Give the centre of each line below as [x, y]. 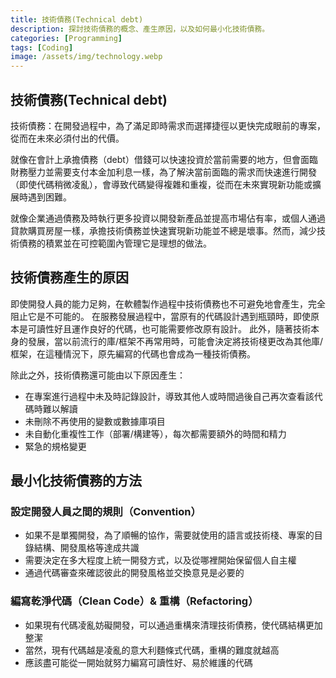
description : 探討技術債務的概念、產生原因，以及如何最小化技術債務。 [140, 29]
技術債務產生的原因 [69, 277]
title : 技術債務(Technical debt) [77, 19]
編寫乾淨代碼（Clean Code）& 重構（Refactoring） [134, 601]
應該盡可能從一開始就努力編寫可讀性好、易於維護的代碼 [138, 662]
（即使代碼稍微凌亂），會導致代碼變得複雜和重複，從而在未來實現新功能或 [161, 184]
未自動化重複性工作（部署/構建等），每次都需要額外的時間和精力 [155, 433]
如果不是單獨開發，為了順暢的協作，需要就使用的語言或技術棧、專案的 [169, 535]
